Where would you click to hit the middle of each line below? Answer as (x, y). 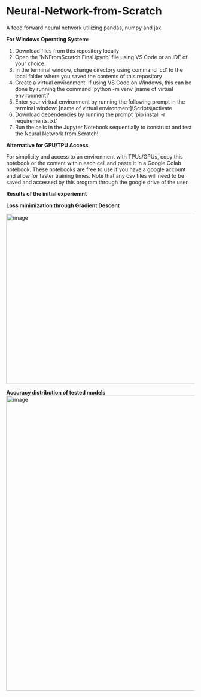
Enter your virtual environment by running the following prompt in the (100, 101)
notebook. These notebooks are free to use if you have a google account (96, 169)
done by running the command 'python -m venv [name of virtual (94, 89)
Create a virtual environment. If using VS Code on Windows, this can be (103, 83)
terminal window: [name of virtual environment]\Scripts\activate (93, 108)
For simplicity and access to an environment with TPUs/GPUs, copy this (95, 156)
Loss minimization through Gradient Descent (63, 205)
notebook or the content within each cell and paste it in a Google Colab (94, 163)
